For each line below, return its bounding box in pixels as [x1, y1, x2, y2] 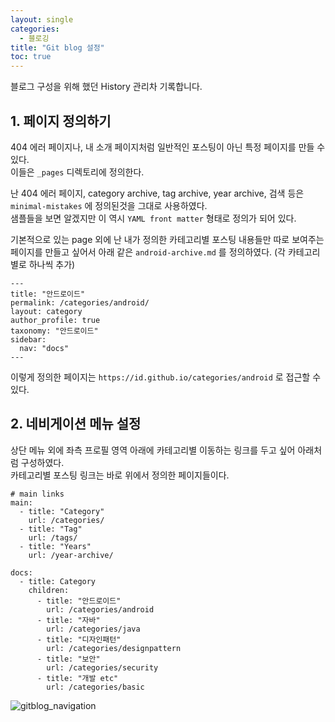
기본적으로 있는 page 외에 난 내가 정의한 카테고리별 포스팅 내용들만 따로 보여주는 [10, 233, 325, 245]
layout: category [10, 306, 83, 316]
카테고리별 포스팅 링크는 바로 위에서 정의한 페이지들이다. [10, 469, 230, 481]
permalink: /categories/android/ [10, 297, 150, 308]
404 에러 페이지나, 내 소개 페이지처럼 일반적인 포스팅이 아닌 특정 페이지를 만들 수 [10, 141, 326, 153]
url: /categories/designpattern [46, 643, 182, 653]
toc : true [10, 52, 52, 62]
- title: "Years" [19, 541, 92, 551]
